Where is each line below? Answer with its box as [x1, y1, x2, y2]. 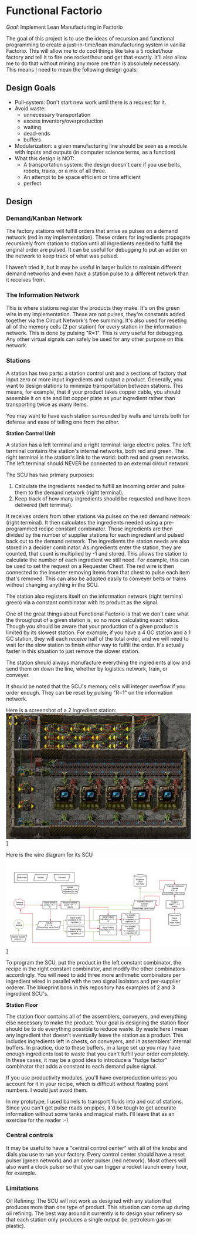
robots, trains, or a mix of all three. [23, 167, 107, 174]
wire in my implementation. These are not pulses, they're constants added [6, 310, 185, 317]
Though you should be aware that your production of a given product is [6, 623, 179, 630]
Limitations [6, 1184, 39, 1192]
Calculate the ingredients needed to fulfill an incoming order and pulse [14, 483, 185, 490]
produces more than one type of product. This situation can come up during [6, 1204, 190, 1211]
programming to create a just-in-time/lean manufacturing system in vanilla [6, 41, 186, 48]
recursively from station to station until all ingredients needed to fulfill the [6, 240, 183, 247]
